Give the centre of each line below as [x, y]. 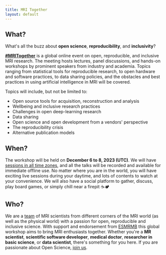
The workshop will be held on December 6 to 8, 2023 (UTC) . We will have [81, 160]
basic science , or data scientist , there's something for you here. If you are [82, 242]
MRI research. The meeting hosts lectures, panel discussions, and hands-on [83, 61]
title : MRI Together [27, 10]
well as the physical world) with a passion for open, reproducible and [76, 221]
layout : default [22, 14]
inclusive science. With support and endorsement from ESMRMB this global [82, 226]
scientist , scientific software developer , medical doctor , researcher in [79, 237]
